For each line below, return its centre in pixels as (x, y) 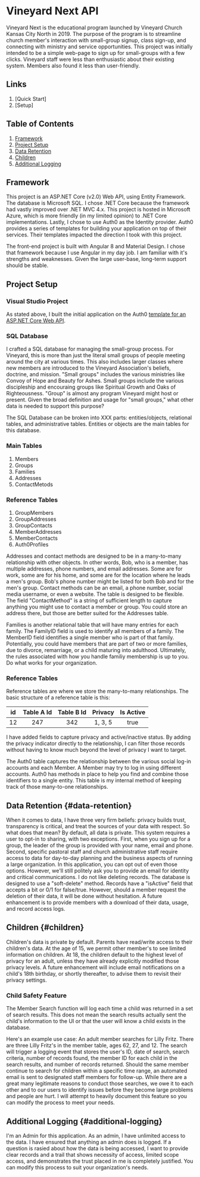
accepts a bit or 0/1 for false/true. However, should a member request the (96, 890)
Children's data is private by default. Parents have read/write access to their (99, 942)
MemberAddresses (38, 531)
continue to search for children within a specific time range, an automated (97, 1071)
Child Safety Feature (37, 995)
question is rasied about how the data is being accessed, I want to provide (97, 1148)
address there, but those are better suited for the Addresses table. (87, 613)
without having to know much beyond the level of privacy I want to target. (96, 750)
